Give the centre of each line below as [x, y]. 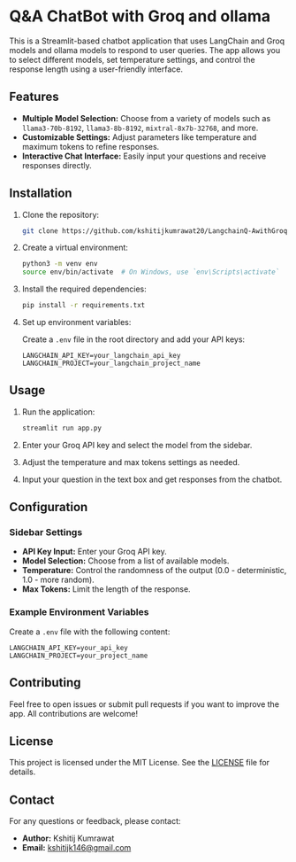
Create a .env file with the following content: [90, 632]
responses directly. [57, 165]
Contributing [45, 683]
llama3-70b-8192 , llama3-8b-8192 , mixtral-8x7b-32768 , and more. [140, 128]
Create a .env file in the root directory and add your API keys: [133, 339]
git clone [40, 231]
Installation [41, 194]
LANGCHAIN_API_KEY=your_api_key [68, 648]
